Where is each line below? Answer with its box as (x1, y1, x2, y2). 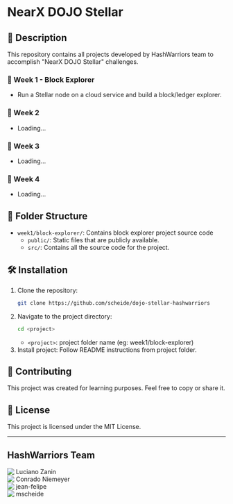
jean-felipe (15, 482, 47, 490)
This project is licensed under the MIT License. (7, 423, 141, 431)
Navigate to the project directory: (17, 312, 112, 320)
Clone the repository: (17, 286, 78, 294)
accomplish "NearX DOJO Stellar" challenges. (7, 58, 139, 66)
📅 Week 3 (7, 141, 40, 151)
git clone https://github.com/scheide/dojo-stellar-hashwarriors (17, 299, 210, 306)
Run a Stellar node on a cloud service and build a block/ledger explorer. (17, 91, 222, 99)
